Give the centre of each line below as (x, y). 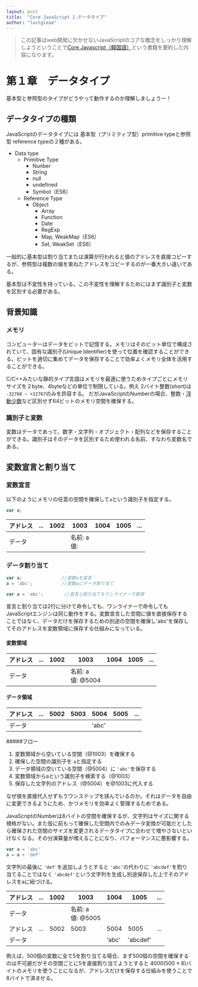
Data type (27, 154)
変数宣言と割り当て (41, 467)
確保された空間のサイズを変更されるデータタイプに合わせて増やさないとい (102, 831)
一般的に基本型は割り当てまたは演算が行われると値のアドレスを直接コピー (97, 257)
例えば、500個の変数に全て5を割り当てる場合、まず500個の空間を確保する (98, 956)
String (40, 172)
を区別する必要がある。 (35, 291)
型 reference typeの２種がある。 (46, 142)
